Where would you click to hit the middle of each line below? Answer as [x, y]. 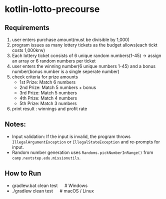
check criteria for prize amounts [45, 77]
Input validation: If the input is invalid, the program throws [71, 136]
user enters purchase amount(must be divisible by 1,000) [71, 39]
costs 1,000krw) [28, 50]
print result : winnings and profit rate [49, 109]
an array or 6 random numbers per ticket [54, 61]
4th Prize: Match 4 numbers [48, 98]
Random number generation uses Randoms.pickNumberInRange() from [82, 152]
